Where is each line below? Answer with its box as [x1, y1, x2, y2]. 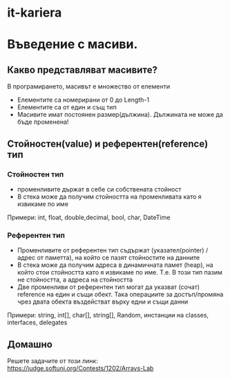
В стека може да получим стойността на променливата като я [17, 192, 202, 201]
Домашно [7, 338, 53, 350]
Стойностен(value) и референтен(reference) [7, 138, 209, 149]
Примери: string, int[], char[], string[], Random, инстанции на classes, [7, 311, 209, 320]
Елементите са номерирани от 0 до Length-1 [17, 95, 150, 104]
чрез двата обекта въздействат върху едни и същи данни [17, 297, 189, 306]
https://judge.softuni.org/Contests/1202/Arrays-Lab [7, 364, 154, 372]
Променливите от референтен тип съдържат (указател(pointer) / [17, 246, 209, 255]
